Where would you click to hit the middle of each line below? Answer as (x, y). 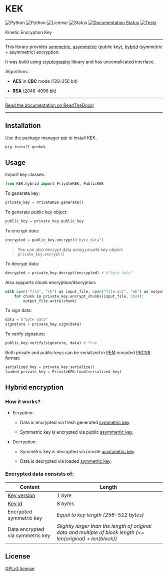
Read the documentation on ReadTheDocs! (49, 105)
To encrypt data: (22, 231)
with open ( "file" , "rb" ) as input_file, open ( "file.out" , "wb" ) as (77, 292)
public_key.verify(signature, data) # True (51, 343)
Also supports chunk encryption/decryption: (51, 282)
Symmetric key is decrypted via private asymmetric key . (78, 451)
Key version (21, 495)
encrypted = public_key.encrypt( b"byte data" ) (54, 240)
